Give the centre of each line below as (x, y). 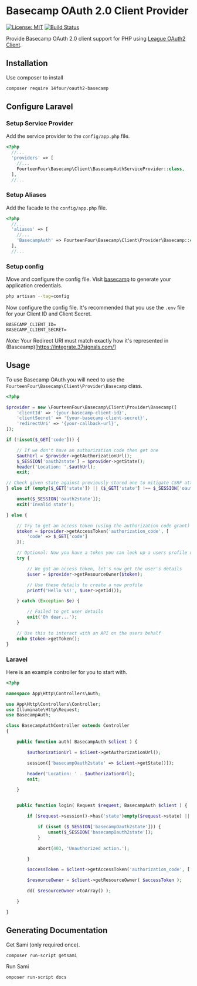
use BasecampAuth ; (28, 715)
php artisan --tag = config (38, 296)
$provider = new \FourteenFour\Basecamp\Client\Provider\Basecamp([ (91, 407)
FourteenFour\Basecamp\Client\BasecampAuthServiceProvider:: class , (101, 169)
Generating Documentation (57, 930)
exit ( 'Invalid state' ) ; (46, 504)
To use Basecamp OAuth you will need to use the (65, 379)
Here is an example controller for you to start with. (67, 672)
